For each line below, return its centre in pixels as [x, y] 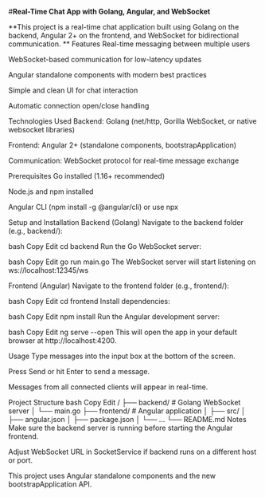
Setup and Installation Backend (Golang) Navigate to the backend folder [126, 222]
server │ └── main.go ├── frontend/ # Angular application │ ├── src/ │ [127, 411]
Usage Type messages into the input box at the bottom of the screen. [122, 356]
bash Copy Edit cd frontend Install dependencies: [89, 301]
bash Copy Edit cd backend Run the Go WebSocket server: [105, 246]
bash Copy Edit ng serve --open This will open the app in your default [123, 332]
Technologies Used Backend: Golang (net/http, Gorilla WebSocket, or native [132, 121]
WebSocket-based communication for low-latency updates [105, 59]
